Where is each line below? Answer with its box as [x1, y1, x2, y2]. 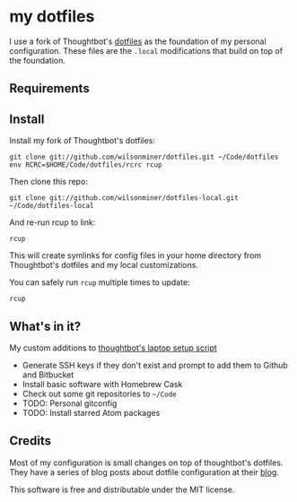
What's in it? [9, 318, 82, 333]
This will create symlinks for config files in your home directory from [9, 250, 262, 261]
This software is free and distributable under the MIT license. [9, 484, 235, 495]
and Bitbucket [22, 369, 74, 380]
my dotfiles [9, 6, 95, 27]
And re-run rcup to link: [9, 217, 96, 228]
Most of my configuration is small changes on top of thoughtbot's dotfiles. [9, 457, 284, 468]
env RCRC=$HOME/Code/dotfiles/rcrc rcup [9, 160, 163, 169]
